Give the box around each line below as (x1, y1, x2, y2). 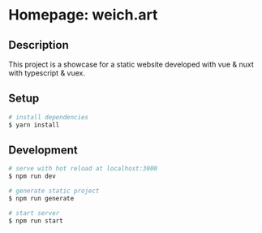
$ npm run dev (8, 172, 57, 180)
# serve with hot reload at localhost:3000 (8, 165, 158, 173)
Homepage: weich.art (8, 6, 158, 24)
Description (8, 38, 69, 52)
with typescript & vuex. (8, 68, 85, 78)
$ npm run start (8, 217, 63, 225)
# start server (8, 209, 60, 217)
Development (8, 143, 79, 157)
